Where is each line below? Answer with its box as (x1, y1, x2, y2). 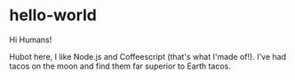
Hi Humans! (9, 34, 52, 45)
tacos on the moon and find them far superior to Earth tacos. (9, 61, 231, 71)
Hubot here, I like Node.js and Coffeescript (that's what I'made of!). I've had (9, 51, 287, 62)
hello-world (9, 5, 98, 25)
